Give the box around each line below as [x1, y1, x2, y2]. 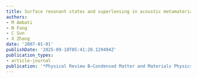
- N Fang [6, 25, 28, 31]
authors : [6, 14, 28, 20]
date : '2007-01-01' [6, 42, 54, 48]
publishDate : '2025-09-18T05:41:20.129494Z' [6, 47, 117, 53]
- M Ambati [6, 19, 33, 25]
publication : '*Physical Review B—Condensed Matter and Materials [6, 63, 172, 69]
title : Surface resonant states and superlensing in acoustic [6, 8, 161, 15]
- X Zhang [6, 36, 30, 42]
